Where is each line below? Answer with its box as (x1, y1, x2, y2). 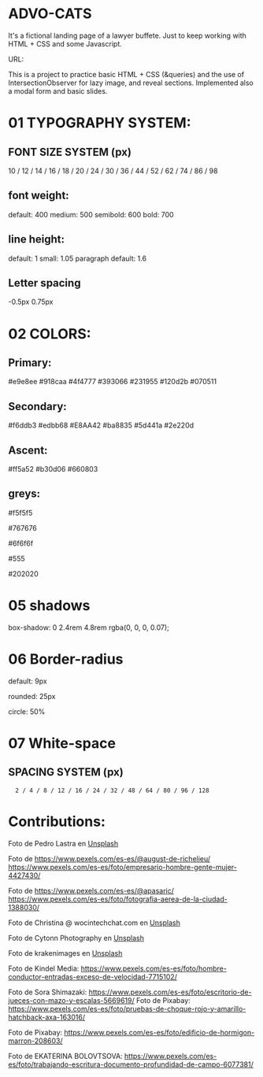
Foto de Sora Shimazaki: (8, 987, 87, 997)
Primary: (8, 356, 52, 369)
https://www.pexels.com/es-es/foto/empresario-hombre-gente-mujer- (8, 862, 238, 872)
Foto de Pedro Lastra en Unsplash (8, 838, 119, 848)
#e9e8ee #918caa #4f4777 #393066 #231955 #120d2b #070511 (8, 377, 217, 387)
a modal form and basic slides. (8, 86, 108, 95)
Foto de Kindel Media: (8, 964, 80, 973)
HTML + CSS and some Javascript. (8, 39, 122, 48)
